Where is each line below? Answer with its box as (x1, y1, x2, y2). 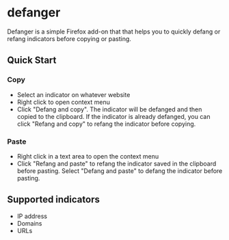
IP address (16, 212, 48, 220)
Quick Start (7, 55, 57, 66)
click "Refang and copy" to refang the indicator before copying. (16, 120, 196, 128)
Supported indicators (7, 194, 100, 206)
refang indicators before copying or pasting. (7, 34, 132, 42)
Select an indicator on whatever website (16, 90, 131, 98)
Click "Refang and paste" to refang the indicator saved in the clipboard (16, 159, 217, 168)
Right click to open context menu (16, 98, 111, 106)
